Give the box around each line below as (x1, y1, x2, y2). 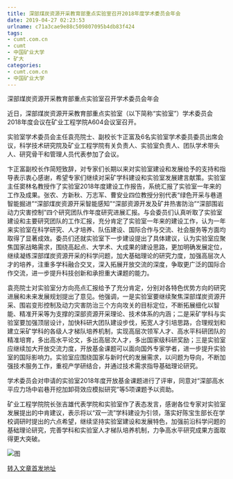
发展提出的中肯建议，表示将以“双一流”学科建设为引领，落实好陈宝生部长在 (7, 409, 220, 417)
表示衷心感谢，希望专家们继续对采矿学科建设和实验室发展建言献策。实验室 (12, 174, 226, 182)
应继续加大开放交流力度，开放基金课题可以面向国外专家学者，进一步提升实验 (7, 344, 226, 353)
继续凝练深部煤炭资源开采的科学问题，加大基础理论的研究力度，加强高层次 (7, 251, 220, 260)
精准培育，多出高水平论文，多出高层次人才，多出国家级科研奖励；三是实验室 (7, 336, 226, 344)
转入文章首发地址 (7, 464, 56, 473)
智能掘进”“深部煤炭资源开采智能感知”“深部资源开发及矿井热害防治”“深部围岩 (7, 199, 224, 208)
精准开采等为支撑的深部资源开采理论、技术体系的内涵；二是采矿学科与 (19, 310, 220, 318)
